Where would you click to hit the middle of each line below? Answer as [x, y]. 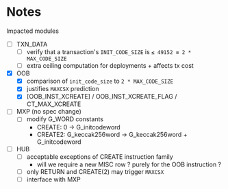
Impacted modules [33, 31]
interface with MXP [54, 179]
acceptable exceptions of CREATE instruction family [100, 156]
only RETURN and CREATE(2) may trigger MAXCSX [95, 171]
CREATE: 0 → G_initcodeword [78, 127]
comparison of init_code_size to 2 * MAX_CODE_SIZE [100, 81]
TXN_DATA [32, 44]
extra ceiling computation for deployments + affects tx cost [110, 66]
